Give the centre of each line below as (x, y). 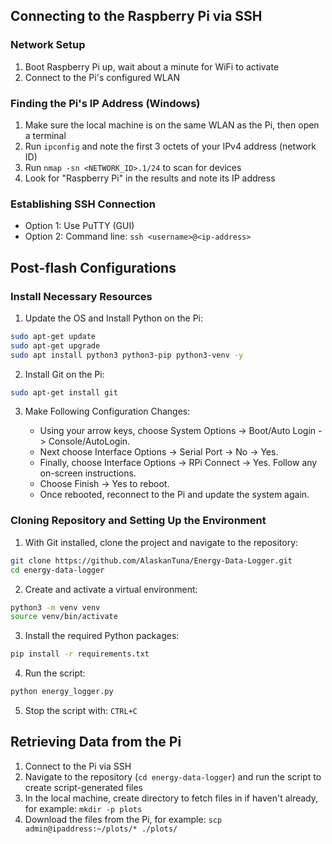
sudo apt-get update (53, 336)
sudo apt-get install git (64, 392)
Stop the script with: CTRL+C (81, 711)
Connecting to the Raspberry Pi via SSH (136, 16)
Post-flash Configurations (93, 267)
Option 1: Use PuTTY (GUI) (79, 226)
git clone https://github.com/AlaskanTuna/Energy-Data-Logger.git (151, 560)
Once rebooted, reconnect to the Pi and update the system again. (174, 495)
